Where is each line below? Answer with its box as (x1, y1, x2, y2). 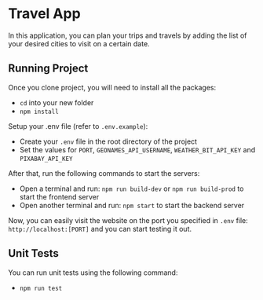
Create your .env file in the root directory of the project (19, 137, 198, 146)
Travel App (8, 5, 81, 23)
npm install (19, 108, 59, 115)
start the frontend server (19, 192, 100, 201)
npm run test (19, 284, 63, 292)
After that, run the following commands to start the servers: (8, 168, 200, 177)
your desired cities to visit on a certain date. (8, 38, 151, 48)
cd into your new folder (19, 97, 94, 107)
